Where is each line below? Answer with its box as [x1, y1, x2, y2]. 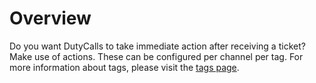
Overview [9, 7, 92, 30]
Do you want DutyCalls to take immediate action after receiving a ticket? [9, 40, 306, 52]
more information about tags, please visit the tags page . [9, 61, 240, 73]
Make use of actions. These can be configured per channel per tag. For [9, 50, 304, 62]
